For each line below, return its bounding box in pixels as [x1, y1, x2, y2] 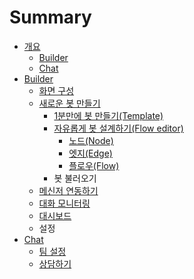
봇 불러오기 [53, 172, 97, 184]
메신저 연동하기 [38, 184, 99, 196]
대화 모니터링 [38, 197, 91, 209]
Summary [9, 6, 92, 29]
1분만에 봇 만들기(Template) [53, 109, 164, 121]
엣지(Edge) [68, 147, 113, 159]
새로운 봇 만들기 [38, 97, 101, 109]
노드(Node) [68, 134, 114, 146]
